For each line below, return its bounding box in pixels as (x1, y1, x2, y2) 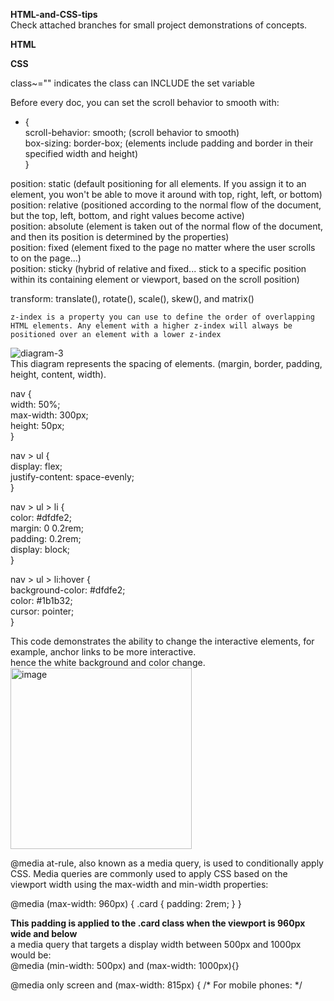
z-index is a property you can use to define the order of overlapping (10, 312, 315, 322)
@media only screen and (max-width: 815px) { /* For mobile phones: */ (10, 979, 303, 991)
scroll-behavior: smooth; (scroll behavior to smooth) (24, 127, 240, 138)
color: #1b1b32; (10, 595, 73, 606)
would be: (10, 949, 52, 961)
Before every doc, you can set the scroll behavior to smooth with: (10, 97, 280, 108)
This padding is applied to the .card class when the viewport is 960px (10, 917, 306, 929)
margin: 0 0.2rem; (10, 522, 84, 534)
